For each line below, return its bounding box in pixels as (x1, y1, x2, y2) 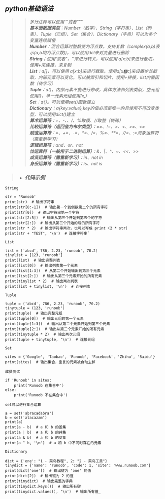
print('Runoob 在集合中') (14, 383, 64, 388)
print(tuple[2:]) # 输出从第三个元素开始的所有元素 (5, 327, 104, 332)
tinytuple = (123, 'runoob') (5, 306, 65, 311)
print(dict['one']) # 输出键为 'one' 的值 (5, 468, 91, 473)
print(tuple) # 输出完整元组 (5, 311, 63, 316)
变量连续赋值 (29, 37, 56, 43)
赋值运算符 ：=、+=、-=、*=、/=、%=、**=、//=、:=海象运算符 (29, 130, 159, 136)
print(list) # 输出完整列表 (5, 258, 61, 263)
